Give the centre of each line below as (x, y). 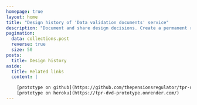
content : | (25, 77)
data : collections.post (40, 39)
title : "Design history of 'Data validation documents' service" (87, 22)
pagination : (21, 33)
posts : (14, 55)
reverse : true (28, 45)
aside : (14, 66)
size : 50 (22, 50)
